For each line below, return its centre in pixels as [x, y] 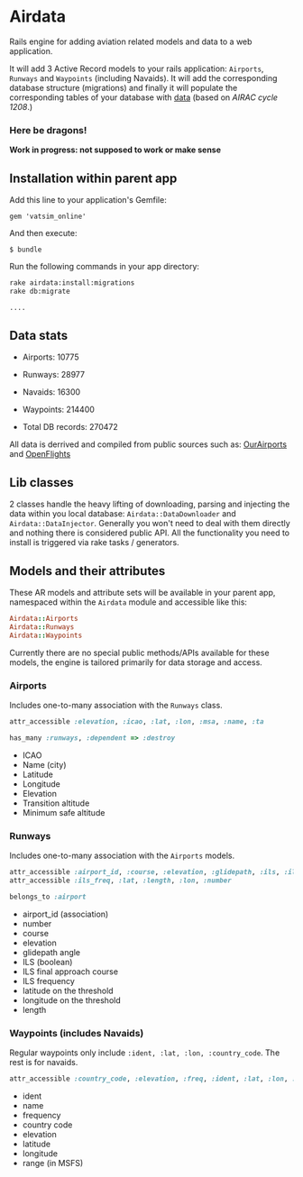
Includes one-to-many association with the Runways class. [116, 706]
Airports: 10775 [50, 357]
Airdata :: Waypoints [46, 635]
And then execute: [43, 233]
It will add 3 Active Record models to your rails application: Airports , [137, 68]
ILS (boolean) [47, 962]
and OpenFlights [40, 454]
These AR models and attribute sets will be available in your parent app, [142, 593]
